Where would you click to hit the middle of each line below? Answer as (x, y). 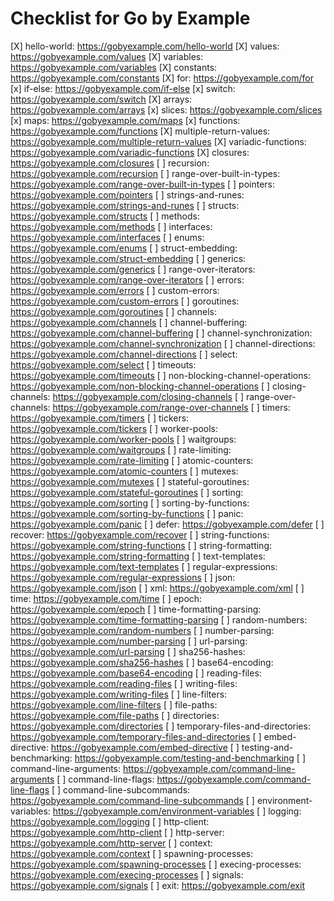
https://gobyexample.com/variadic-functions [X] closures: (130, 152)
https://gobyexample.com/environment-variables (153, 811)
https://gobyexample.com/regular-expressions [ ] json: (123, 577)
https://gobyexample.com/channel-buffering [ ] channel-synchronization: (161, 333)
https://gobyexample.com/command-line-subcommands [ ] (132, 800)
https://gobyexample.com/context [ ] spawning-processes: (132, 853)
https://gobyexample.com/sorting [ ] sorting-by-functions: (130, 503)
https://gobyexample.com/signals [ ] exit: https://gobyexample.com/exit (157, 885)
